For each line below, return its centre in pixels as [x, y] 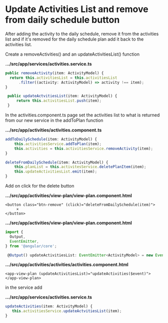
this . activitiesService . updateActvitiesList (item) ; [67, 311]
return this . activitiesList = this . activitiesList [63, 78]
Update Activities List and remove [77, 9]
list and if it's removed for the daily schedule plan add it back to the [74, 39]
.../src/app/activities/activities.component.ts [53, 130]
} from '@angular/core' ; [31, 246]
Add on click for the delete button [40, 186]
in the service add [24, 287]
